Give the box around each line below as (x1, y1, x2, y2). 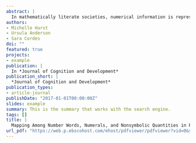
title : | (6, 117, 27, 123)
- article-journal (6, 90, 51, 96)
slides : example (6, 100, 45, 107)
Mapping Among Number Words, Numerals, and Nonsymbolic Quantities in (11, 123, 187, 128)
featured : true (6, 47, 43, 53)
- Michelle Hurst (6, 25, 48, 31)
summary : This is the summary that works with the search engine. (6, 106, 171, 112)
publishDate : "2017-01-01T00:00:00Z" (6, 95, 98, 101)
